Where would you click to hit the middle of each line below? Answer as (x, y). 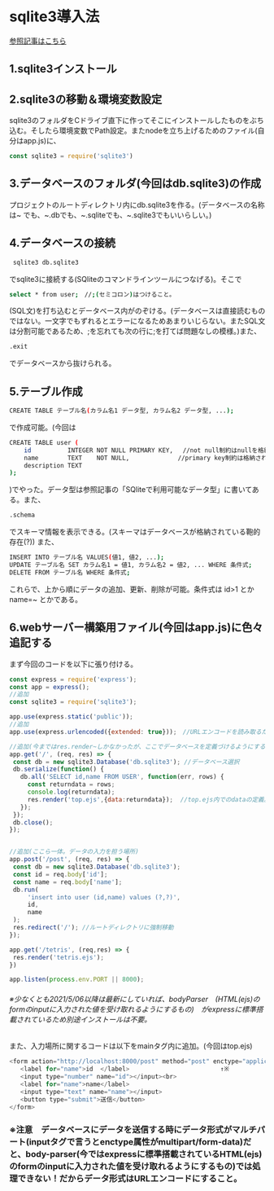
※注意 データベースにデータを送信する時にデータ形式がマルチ (133, 1129)
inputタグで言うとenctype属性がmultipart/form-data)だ (140, 1141)
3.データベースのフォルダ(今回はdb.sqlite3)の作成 (135, 184)
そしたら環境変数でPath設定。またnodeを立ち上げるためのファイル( (144, 130)
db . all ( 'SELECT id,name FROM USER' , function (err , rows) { (122, 777)
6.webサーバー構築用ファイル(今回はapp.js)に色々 (136, 628)
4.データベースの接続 (63, 243)
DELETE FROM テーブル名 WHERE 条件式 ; (70, 572)
